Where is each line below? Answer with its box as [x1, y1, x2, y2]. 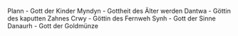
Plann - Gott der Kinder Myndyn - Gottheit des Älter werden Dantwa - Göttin [7, 7, 232, 15]
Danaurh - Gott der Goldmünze [7, 22, 98, 30]
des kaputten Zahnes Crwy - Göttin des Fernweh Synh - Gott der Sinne [7, 14, 216, 23]
